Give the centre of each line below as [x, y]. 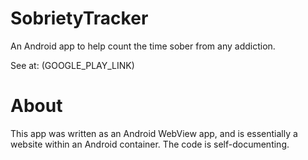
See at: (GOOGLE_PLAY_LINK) [72, 65]
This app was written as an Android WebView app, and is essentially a [154, 133]
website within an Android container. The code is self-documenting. [150, 144]
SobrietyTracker [79, 18]
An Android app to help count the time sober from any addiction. [143, 46]
